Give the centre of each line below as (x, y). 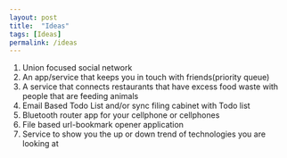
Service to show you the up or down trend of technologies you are (143, 134)
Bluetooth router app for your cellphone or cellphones (121, 115)
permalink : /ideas (43, 42)
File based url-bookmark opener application (103, 125)
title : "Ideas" (39, 26)
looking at (41, 144)
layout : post (33, 17)
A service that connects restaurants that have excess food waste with (150, 87)
